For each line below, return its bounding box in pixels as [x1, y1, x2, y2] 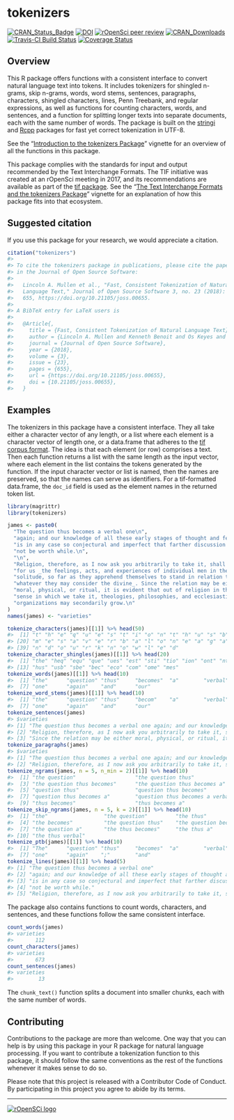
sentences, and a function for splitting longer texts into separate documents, [7, 111, 227, 119]
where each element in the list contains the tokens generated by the [7, 459, 203, 468]
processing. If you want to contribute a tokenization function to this [7, 1049, 200, 1057]
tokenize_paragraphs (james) [7, 741, 89, 749]
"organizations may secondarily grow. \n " [13, 599, 136, 606]
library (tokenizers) [7, 510, 68, 516]
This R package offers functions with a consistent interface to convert [7, 74, 208, 82]
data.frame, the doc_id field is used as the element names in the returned [7, 482, 217, 490]
